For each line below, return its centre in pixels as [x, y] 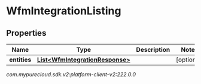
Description [153, 50]
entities [20, 60]
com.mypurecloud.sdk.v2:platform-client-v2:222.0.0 [71, 74]
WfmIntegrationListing [64, 11]
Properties [26, 33]
